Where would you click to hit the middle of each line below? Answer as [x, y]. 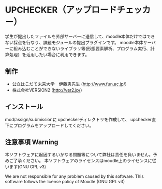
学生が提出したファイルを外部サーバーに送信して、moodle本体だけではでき [80, 36]
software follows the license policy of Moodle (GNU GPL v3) [65, 182]
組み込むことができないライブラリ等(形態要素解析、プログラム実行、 [82, 48]
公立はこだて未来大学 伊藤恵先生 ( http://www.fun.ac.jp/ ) [69, 84]
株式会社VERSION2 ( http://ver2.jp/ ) [47, 90]
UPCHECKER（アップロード [61, 10]
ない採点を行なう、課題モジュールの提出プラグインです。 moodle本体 [74, 42]
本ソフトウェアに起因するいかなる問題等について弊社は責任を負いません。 [79, 155]
